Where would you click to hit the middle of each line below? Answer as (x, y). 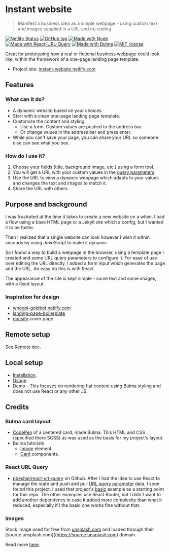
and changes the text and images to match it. (60, 183)
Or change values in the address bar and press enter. (76, 132)
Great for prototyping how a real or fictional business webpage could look (82, 54)
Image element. (37, 449)
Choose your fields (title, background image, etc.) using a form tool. (83, 167)
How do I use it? (25, 156)
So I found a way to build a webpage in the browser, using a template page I (84, 252)
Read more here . (23, 544)
